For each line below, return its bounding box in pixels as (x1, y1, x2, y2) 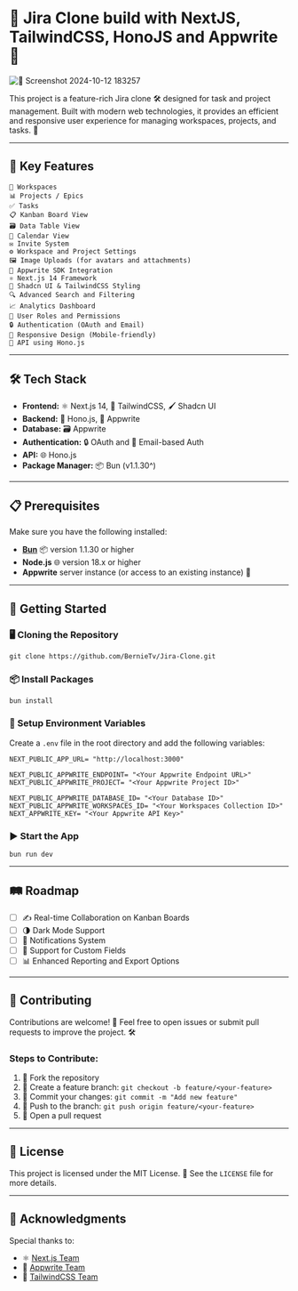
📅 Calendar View (9, 231, 69, 240)
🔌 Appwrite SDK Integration (9, 266, 114, 275)
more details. (9, 1177, 58, 1188)
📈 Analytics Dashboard (9, 302, 96, 311)
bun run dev (9, 850, 53, 859)
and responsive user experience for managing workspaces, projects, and (9, 115, 277, 125)
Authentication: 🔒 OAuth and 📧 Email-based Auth (21, 436, 204, 448)
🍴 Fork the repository (21, 1072, 100, 1084)
